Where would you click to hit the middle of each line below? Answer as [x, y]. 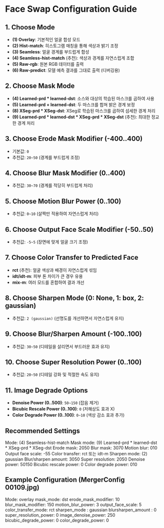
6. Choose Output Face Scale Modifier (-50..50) [79, 229]
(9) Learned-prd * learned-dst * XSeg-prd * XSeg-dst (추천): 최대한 [81, 117]
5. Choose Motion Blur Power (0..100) [63, 201]
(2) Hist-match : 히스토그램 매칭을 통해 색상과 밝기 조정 [65, 46]
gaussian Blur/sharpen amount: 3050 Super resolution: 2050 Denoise [75, 459]
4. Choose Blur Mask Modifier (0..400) [65, 173]
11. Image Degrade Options [47, 390]
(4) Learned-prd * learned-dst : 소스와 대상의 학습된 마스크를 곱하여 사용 [83, 98]
